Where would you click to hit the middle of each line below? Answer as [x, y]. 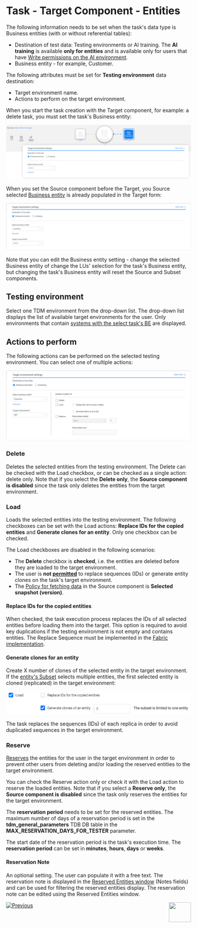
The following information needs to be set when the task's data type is [91, 27]
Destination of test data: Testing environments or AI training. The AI [96, 45]
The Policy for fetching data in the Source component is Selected [94, 586]
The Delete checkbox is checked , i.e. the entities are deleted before [97, 561]
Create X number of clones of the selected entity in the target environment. [97, 671]
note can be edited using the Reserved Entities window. [73, 894]
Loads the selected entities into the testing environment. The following [91, 520]
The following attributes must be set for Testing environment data [86, 75]
